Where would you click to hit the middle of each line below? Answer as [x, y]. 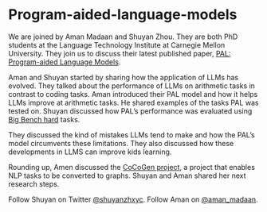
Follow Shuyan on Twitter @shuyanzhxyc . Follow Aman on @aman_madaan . [133, 199]
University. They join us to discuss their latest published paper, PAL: [120, 53]
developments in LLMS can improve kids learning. [90, 152]
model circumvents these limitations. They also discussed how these [121, 143]
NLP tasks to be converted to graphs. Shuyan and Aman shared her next [127, 175]
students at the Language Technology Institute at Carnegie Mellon [117, 44]
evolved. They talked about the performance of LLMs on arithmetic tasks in [132, 86]
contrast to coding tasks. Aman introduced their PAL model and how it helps [133, 94]
